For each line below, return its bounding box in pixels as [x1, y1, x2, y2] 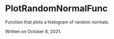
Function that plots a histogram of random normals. [5, 19, 110, 25]
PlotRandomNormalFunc [5, 3, 108, 14]
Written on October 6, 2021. [5, 28, 62, 34]
